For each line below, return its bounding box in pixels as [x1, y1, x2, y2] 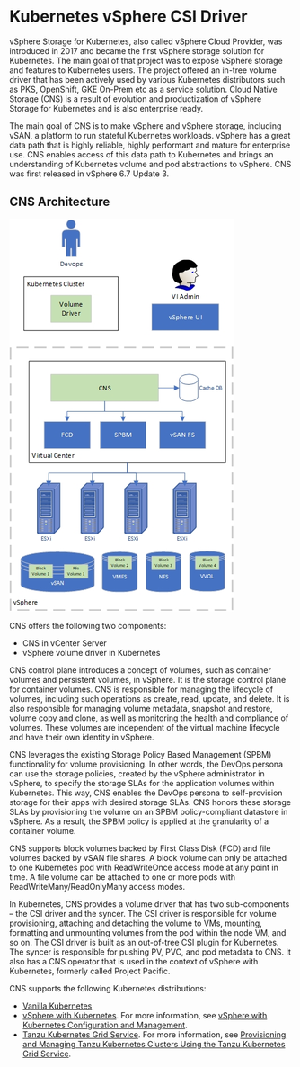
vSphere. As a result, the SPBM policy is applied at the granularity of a [9, 816, 269, 827]
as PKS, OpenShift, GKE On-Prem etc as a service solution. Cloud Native [9, 84, 278, 94]
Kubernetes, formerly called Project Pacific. [9, 965, 171, 976]
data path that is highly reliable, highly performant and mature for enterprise [9, 139, 291, 150]
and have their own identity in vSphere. [9, 731, 154, 742]
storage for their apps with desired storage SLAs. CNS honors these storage [9, 796, 292, 807]
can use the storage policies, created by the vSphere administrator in [9, 767, 265, 779]
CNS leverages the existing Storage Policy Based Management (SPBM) [9, 749, 272, 759]
